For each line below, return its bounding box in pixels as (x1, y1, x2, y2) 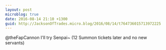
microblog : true (5, 12, 39, 17)
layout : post (5, 7, 32, 12)
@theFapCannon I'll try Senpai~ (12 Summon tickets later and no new (5, 35, 148, 41)
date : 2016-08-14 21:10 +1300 (5, 16, 68, 21)
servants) (5, 40, 25, 46)
